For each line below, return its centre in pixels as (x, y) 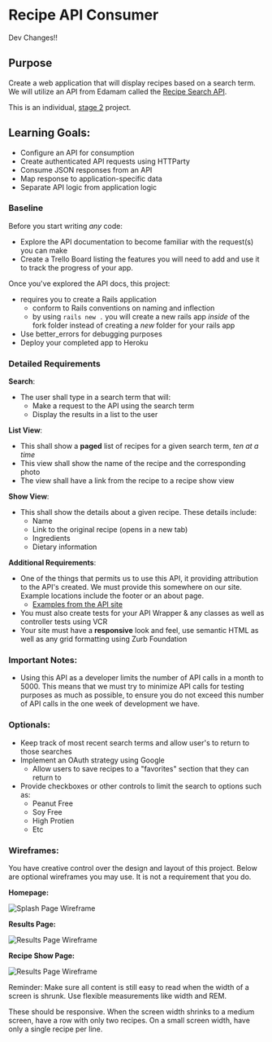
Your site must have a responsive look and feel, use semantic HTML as (139, 631)
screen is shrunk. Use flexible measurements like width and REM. (118, 996)
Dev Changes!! (33, 37)
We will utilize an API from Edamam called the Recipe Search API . (118, 91)
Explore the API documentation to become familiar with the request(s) (137, 241)
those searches (46, 751)
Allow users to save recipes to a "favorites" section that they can (140, 768)
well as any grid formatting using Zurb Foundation (104, 639)
